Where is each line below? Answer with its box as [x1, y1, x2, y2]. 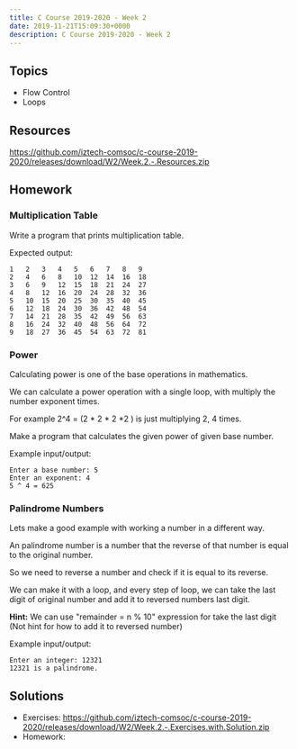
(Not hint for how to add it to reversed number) [9, 621, 183, 632]
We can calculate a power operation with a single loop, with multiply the [9, 386, 276, 397]
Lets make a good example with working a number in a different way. [9, 523, 265, 534]
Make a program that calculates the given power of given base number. [9, 430, 274, 441]
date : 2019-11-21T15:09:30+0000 [9, 22, 130, 31]
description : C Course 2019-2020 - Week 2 [9, 30, 171, 39]
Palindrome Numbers [9, 501, 104, 514]
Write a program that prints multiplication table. [9, 230, 184, 240]
